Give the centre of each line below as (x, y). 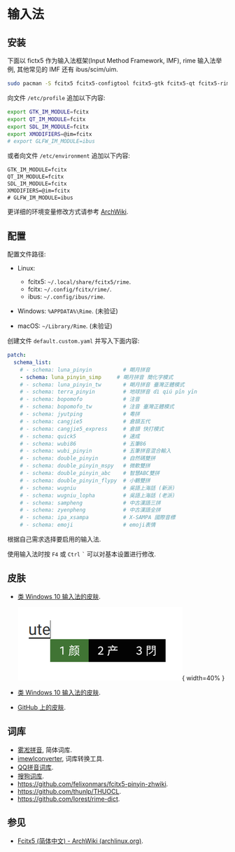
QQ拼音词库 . (35, 767)
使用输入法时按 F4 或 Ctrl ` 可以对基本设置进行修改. (81, 554)
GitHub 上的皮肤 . (42, 707)
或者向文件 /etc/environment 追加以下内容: (69, 156)
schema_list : (33, 362)
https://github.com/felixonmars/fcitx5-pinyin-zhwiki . (93, 784)
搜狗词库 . (30, 776)
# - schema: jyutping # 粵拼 (80, 414)
